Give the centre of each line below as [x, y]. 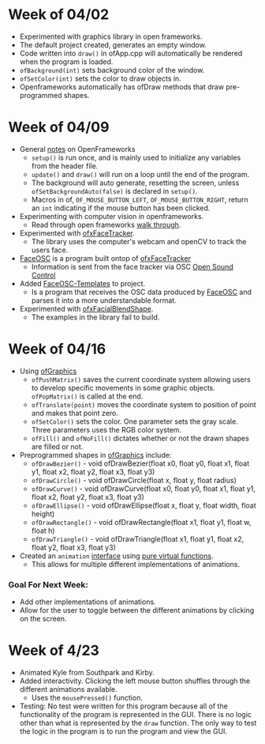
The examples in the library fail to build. [95, 317]
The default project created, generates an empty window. [113, 44]
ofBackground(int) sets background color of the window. [112, 70]
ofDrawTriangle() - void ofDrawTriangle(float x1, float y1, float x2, [138, 538]
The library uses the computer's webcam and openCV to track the [139, 241]
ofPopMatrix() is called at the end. [87, 396]
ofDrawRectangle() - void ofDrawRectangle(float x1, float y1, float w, [141, 522]
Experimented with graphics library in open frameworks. [111, 36]
